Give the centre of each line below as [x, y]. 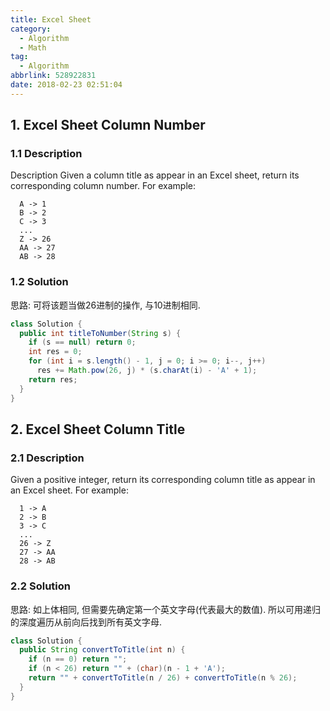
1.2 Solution [39, 282]
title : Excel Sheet [51, 19]
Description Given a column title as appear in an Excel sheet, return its [155, 175]
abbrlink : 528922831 [53, 76]
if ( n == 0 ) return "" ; [78, 659]
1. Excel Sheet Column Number [108, 125]
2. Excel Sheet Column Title [98, 429]
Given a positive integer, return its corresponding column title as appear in [163, 480]
